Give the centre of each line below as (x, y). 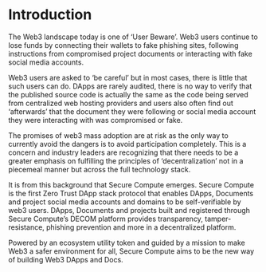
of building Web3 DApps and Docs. (66, 259)
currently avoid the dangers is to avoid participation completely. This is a (127, 144)
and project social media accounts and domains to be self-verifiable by (125, 202)
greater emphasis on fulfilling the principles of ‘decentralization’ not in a (126, 160)
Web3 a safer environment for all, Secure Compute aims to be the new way (131, 251)
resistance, (27, 227)
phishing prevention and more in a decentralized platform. (141, 227)
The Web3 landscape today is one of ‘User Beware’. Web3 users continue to (133, 37)
